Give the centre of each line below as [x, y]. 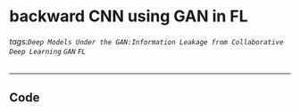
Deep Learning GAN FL [48, 52]
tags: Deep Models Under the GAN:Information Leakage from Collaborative [146, 41]
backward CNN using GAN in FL [129, 16]
